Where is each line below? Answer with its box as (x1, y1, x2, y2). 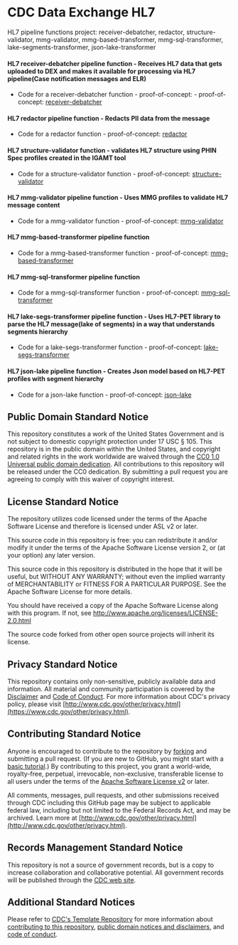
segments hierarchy (7, 327, 69, 336)
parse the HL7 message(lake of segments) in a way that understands (7, 319, 215, 328)
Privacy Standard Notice (7, 658, 118, 671)
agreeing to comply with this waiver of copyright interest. (7, 475, 175, 484)
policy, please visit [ (7, 700, 65, 708)
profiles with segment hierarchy (7, 374, 104, 383)
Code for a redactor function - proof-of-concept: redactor (17, 129, 188, 139)
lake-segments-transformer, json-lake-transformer (7, 43, 156, 51)
